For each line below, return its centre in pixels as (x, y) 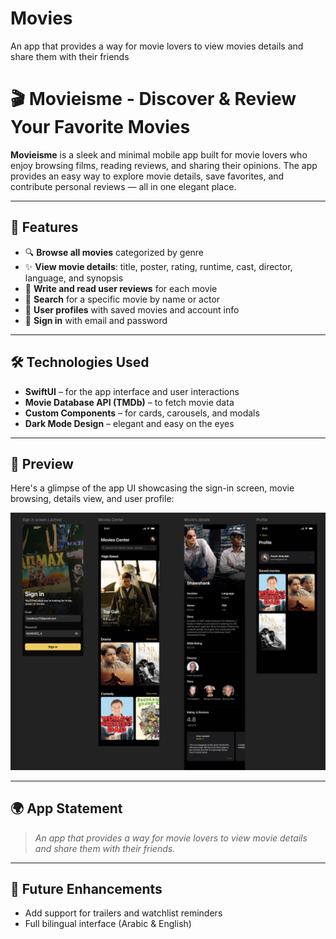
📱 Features (44, 227)
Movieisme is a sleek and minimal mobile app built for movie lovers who (159, 154)
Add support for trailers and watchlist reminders (123, 913)
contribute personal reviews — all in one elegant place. (123, 186)
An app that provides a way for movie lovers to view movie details (171, 838)
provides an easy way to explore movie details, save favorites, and (147, 176)
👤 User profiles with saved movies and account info (132, 309)
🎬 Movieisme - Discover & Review (153, 99)
